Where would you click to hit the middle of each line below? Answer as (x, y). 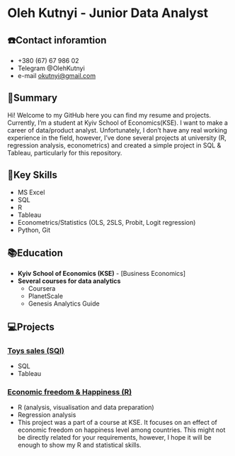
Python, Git (34, 230)
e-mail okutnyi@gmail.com (57, 76)
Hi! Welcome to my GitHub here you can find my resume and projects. (109, 115)
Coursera (42, 289)
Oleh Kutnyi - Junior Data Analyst (108, 13)
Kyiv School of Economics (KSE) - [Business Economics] (102, 274)
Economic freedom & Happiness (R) (70, 392)
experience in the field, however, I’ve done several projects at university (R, (117, 138)
